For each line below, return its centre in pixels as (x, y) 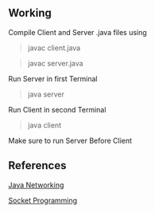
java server (46, 94)
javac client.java (54, 48)
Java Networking (36, 185)
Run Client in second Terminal (57, 109)
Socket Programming (43, 200)
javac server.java (55, 63)
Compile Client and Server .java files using (77, 32)
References (37, 166)
